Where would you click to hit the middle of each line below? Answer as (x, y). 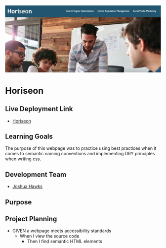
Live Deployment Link (39, 109)
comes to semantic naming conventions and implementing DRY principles (80, 154)
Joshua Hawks (27, 186)
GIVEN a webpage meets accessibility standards (62, 231)
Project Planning (31, 219)
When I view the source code (49, 236)
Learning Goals (29, 136)
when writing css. (23, 159)
